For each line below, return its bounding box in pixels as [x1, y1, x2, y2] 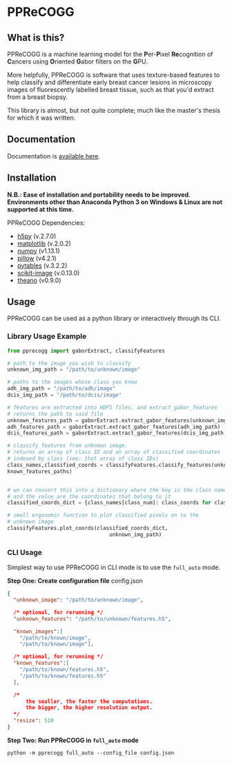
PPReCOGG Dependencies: [7, 219, 85, 227]
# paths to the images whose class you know [7, 378, 137, 386]
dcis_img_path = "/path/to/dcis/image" [7, 392, 122, 398]
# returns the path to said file [7, 410, 104, 417]
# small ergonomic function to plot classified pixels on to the [7, 512, 199, 519]
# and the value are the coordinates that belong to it [7, 493, 171, 500]
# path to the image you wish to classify [7, 360, 131, 367]
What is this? [7, 32, 65, 44]
